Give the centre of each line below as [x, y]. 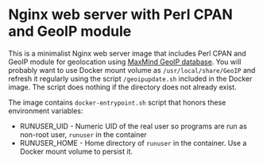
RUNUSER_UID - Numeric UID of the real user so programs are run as [133, 126]
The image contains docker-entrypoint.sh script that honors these [117, 102]
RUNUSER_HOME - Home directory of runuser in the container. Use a [133, 143]
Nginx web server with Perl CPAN [120, 15]
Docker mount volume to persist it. [76, 151]
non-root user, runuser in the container [83, 134]
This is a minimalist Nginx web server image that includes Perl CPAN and [127, 53]
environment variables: [46, 111]
